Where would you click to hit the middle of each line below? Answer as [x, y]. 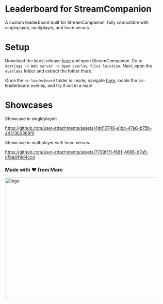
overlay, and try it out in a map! [62, 85]
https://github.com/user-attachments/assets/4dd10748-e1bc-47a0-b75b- [78, 128]
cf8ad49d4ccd [20, 157]
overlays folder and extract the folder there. [49, 71]
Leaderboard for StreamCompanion [78, 9]
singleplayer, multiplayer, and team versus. [48, 27]
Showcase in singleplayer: [31, 118]
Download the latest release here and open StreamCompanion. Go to [74, 60]
